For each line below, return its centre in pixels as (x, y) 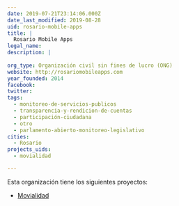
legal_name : (24, 46)
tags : (15, 98)
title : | (20, 33)
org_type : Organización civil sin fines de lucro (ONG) (90, 65)
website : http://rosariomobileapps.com (65, 72)
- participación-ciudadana (53, 117)
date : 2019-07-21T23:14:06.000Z (54, 14)
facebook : (22, 85)
